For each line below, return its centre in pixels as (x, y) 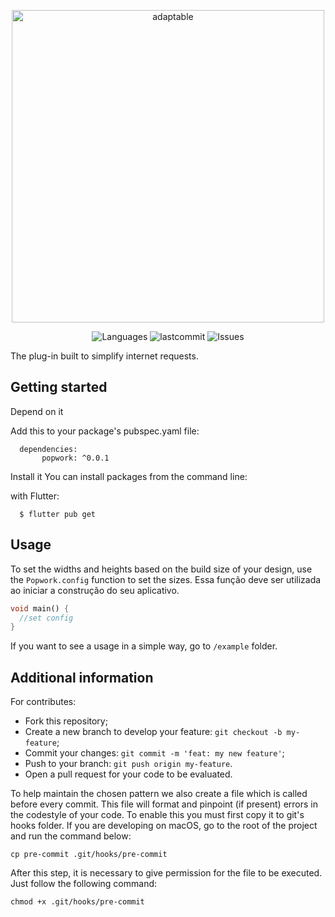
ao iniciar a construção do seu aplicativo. (95, 590)
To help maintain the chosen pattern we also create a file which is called (159, 794)
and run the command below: (71, 836)
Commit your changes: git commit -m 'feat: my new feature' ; (154, 753)
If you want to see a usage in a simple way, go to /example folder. (144, 646)
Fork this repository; (66, 721)
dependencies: (48, 449)
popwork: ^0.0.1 (75, 458)
